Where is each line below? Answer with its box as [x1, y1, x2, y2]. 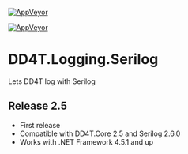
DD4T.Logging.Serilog [8, 51, 159, 69]
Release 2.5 [8, 100, 68, 113]
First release [19, 120, 61, 130]
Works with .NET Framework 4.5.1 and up [19, 137, 154, 146]
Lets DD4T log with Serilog [8, 76, 96, 86]
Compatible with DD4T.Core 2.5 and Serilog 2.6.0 [19, 129, 181, 138]
